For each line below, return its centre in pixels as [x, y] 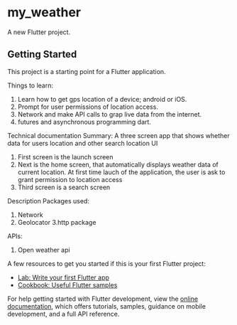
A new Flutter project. [39, 32]
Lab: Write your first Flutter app [64, 277]
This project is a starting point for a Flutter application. [87, 71]
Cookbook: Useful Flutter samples [67, 284]
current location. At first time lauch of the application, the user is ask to [121, 172]
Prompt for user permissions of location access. [88, 107]
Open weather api [44, 250]
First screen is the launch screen [65, 156]
